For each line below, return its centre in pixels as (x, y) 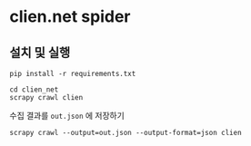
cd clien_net (34, 90)
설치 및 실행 (40, 52)
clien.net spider (70, 17)
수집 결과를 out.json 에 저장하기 (67, 116)
